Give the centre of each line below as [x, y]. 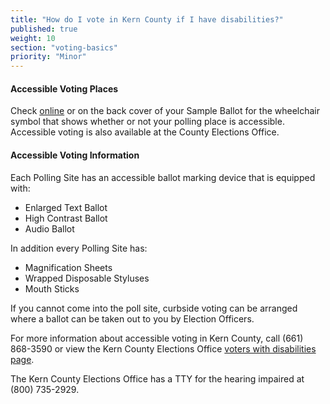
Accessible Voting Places [64, 88]
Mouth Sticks [52, 288]
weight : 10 [33, 38]
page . [22, 359]
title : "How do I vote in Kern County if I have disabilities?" [147, 19]
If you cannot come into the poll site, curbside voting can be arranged [154, 308]
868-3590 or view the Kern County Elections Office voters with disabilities [163, 348]
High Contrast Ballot [66, 218]
